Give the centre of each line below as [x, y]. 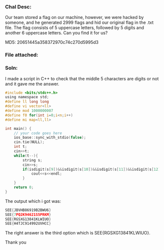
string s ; [32, 160]
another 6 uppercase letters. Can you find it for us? [56, 33]
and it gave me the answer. [32, 84]
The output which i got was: [33, 201]
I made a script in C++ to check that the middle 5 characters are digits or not [82, 78]
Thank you [16, 242]
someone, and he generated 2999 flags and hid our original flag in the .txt [79, 22]
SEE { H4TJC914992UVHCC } [28, 224]
